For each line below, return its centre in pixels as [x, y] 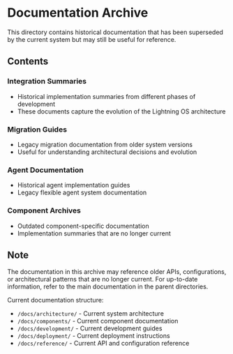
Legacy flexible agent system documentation [82, 192]
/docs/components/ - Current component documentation [98, 321]
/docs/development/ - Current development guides [90, 328]
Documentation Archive [78, 13]
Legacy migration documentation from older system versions [105, 144]
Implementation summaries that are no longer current [94, 233]
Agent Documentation [45, 170]
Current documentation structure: [55, 300]
